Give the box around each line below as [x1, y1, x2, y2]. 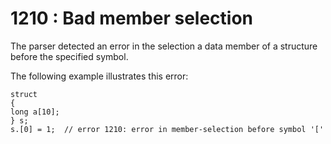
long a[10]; [10, 107, 60, 117]
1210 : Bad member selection [10, 7, 254, 30]
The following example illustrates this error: [10, 70, 189, 82]
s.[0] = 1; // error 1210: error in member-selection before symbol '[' [10, 124, 325, 134]
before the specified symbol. [10, 50, 129, 62]
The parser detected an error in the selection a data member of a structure [10, 40, 318, 52]
